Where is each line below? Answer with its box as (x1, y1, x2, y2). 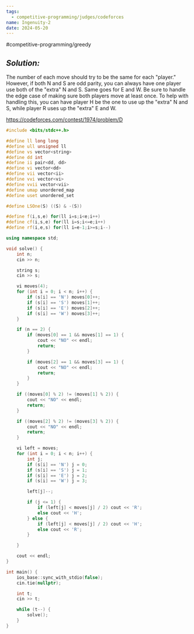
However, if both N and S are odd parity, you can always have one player (6, 80, 182, 87)
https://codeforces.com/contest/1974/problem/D (6, 116, 123, 123)
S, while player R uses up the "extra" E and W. (6, 105, 117, 112)
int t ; (16, 591, 33, 596)
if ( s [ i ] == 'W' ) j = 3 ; (27, 478, 88, 484)
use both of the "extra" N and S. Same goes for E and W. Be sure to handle (6, 86, 186, 93)
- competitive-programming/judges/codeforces (11, 14, 124, 20)
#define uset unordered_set (6, 192, 75, 198)
